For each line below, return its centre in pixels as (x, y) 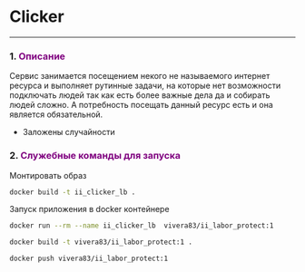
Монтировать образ (48, 175)
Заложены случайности (69, 132)
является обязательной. (56, 114)
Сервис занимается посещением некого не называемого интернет (140, 76)
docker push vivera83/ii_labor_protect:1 (89, 259)
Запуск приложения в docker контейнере (89, 209)
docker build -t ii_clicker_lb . (73, 192)
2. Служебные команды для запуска (95, 156)
